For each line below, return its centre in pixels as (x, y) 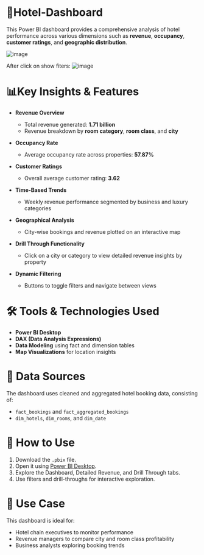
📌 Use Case (36, 504)
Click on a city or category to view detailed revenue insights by (103, 255)
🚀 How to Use (40, 443)
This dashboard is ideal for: (40, 520)
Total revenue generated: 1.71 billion (70, 124)
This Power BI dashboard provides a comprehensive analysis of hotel (93, 29)
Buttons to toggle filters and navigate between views (90, 285)
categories (38, 208)
